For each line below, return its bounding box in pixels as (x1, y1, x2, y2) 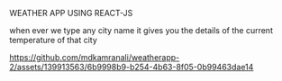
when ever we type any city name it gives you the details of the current (9, 25, 273, 35)
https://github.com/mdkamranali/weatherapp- (9, 52, 180, 62)
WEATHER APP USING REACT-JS (9, 8, 133, 18)
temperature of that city (9, 35, 97, 45)
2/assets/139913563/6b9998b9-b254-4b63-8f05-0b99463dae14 (9, 62, 254, 72)
